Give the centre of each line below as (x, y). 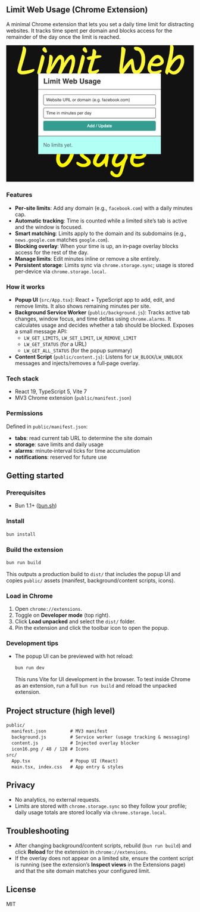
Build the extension (35, 549)
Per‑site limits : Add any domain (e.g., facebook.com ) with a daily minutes (104, 208)
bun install (21, 534)
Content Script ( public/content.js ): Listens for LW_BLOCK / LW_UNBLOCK (99, 357)
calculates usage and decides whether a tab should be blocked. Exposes (104, 325)
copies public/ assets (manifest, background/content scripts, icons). (91, 580)
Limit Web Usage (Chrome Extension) (77, 10)
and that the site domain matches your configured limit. (82, 871)
